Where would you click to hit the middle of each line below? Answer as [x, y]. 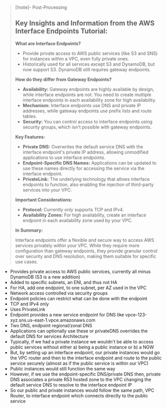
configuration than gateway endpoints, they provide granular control [86, 250]
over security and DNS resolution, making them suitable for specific [86, 256]
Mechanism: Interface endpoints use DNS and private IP [82, 105]
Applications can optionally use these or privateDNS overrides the [79, 331]
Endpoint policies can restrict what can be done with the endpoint [79, 298]
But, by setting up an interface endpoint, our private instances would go [85, 352]
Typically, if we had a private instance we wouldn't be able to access [81, 341]
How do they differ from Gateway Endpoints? [64, 79]
